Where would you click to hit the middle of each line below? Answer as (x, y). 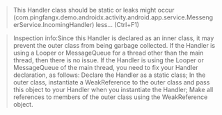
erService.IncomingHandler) (54, 25)
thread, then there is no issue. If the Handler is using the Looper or (109, 60)
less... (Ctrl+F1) (118, 25)
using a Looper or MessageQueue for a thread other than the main (108, 53)
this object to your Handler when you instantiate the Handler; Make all (113, 90)
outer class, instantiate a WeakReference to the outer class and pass (111, 82)
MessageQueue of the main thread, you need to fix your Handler (105, 68)
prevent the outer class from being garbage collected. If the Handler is (114, 45)
